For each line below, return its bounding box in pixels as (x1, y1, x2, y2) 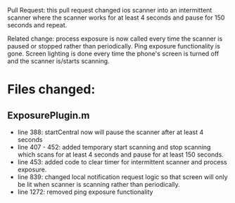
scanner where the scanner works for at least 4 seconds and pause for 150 (7, 13, 225, 22)
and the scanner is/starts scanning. (7, 57, 110, 65)
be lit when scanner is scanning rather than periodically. (17, 181, 181, 188)
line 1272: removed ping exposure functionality (17, 188, 153, 196)
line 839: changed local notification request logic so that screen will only (17, 173, 228, 181)
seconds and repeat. (7, 21, 68, 29)
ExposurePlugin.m (7, 109, 90, 122)
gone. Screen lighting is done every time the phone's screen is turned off (7, 49, 220, 58)
